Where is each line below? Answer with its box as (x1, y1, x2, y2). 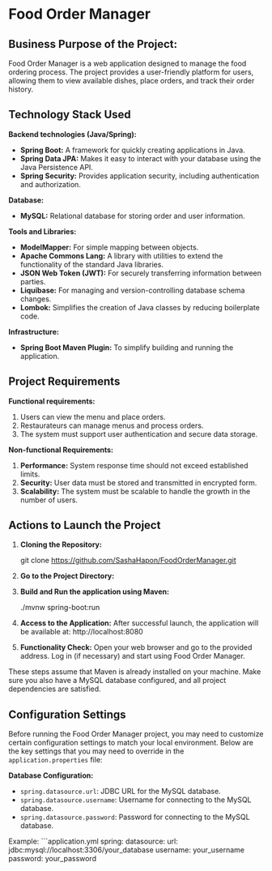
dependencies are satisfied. (8, 684, 101, 694)
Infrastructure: (8, 327, 59, 336)
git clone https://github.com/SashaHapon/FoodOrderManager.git (19, 556, 236, 566)
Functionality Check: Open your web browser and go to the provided (19, 643, 253, 652)
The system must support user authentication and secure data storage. (19, 429, 257, 438)
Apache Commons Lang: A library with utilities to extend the (19, 250, 223, 260)
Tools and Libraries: (8, 226, 77, 236)
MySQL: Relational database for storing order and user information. (19, 211, 245, 220)
